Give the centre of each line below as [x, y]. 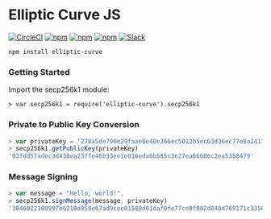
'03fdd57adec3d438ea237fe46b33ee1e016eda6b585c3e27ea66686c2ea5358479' [131, 156]
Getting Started [39, 72]
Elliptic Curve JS [65, 15]
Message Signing [43, 177]
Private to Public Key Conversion [74, 125]
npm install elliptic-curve [56, 52]
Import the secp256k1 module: [59, 89]
